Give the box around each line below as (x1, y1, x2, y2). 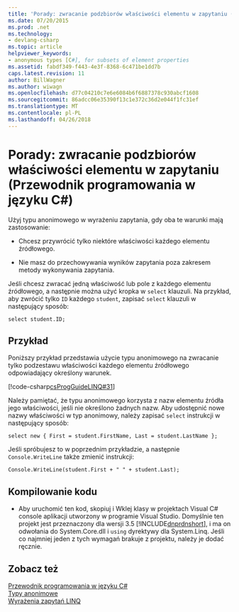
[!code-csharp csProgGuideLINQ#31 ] (8, 383, 116, 391)
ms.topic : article (8, 43, 62, 50)
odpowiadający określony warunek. (8, 368, 112, 377)
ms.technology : (8, 30, 53, 38)
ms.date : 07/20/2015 (8, 17, 70, 24)
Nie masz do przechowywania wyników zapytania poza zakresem (18, 258, 211, 266)
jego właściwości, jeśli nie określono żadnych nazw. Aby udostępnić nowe (8, 404, 226, 412)
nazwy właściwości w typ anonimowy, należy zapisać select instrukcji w (8, 411, 221, 420)
